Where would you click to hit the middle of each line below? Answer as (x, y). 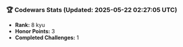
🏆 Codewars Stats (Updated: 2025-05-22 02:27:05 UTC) (92, 10)
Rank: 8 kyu (30, 25)
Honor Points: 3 (35, 32)
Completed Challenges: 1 (47, 37)
